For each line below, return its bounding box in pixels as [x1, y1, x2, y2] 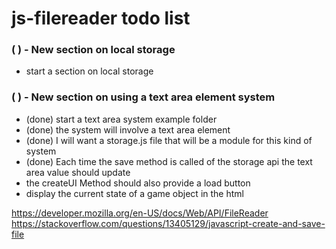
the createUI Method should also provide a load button [25, 177, 251, 189]
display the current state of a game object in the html [25, 187, 244, 199]
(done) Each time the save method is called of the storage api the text [25, 155, 313, 167]
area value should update [25, 166, 131, 178]
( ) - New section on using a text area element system [11, 90, 276, 104]
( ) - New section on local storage [11, 43, 176, 57]
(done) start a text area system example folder [25, 113, 218, 125]
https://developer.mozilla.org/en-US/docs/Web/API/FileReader [11, 207, 269, 219]
